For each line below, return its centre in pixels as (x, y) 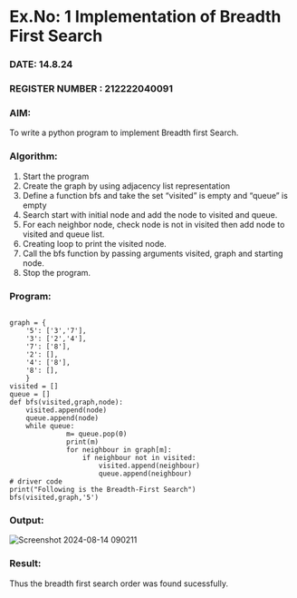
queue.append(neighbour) (145, 474)
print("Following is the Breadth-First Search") (103, 489)
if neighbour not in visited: (139, 457)
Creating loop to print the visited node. (95, 243)
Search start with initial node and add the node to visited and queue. (150, 214)
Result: (25, 564)
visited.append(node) (66, 410)
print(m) (83, 442)
